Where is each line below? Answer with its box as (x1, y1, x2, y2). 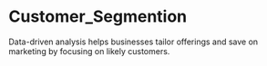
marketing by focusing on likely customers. (8, 45, 170, 56)
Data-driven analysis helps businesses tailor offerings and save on (8, 36, 259, 47)
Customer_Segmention (8, 6, 188, 27)
